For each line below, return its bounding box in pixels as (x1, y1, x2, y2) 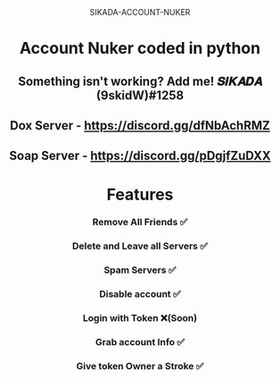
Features (106, 184, 174, 205)
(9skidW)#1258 (95, 88, 185, 103)
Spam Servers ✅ (103, 264, 177, 276)
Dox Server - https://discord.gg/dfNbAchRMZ (9, 118, 271, 133)
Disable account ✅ (98, 288, 182, 300)
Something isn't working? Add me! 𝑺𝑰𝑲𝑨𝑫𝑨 (18, 73, 262, 88)
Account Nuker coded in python (20, 38, 260, 59)
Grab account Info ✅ (95, 336, 185, 349)
